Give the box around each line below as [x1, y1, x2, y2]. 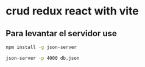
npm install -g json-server [5, 44, 77, 50]
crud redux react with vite [5, 4, 140, 18]
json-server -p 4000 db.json [5, 55, 80, 61]
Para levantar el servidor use [5, 28, 117, 39]
